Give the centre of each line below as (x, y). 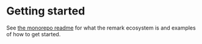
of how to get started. (34, 34)
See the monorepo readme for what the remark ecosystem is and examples (101, 28)
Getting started (46, 11)
